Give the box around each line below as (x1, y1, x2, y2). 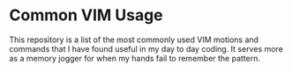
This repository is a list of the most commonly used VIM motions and (9, 34, 258, 45)
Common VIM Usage (9, 5, 163, 25)
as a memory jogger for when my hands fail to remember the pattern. (9, 53, 261, 63)
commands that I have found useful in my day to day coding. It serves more (9, 43, 284, 54)
